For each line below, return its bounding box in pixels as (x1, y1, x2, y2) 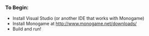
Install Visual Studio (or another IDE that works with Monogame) (12, 15, 144, 21)
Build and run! (12, 26, 41, 32)
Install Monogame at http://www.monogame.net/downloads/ (12, 20, 137, 26)
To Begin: (5, 4, 29, 11)
